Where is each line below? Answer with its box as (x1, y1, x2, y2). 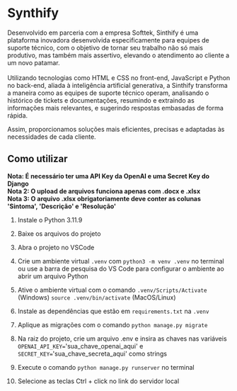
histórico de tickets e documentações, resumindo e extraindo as (7, 96, 195, 104)
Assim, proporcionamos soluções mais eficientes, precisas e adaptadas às (7, 125, 225, 133)
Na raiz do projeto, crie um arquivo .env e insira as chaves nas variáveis (17, 334, 228, 343)
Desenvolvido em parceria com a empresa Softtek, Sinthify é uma (7, 28, 199, 37)
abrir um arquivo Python (17, 271, 88, 280)
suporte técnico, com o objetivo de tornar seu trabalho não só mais (7, 43, 204, 52)
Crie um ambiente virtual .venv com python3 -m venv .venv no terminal (17, 256, 224, 265)
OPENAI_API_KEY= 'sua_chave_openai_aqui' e (17, 341, 144, 350)
